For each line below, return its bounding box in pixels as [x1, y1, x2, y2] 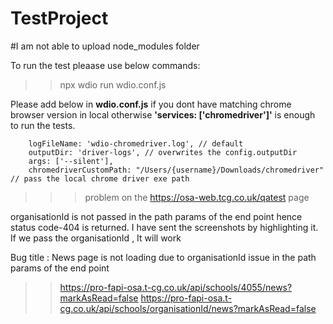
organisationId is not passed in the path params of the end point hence [10, 210, 303, 222]
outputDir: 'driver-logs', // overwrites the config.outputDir [28, 147, 298, 157]
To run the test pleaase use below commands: [10, 59, 201, 71]
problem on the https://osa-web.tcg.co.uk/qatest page [84, 191, 310, 203]
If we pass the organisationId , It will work [10, 232, 182, 244]
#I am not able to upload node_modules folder [10, 40, 200, 52]
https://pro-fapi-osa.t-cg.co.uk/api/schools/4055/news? [59, 281, 293, 293]
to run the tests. [10, 119, 76, 131]
